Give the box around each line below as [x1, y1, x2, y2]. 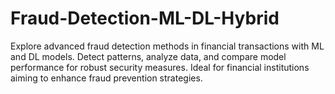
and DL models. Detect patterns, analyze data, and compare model [10, 50, 287, 62]
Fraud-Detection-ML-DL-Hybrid [10, 7, 280, 30]
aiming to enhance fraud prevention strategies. [10, 72, 203, 84]
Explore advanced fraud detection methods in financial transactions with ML [10, 40, 325, 52]
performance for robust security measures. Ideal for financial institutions [10, 61, 310, 73]
